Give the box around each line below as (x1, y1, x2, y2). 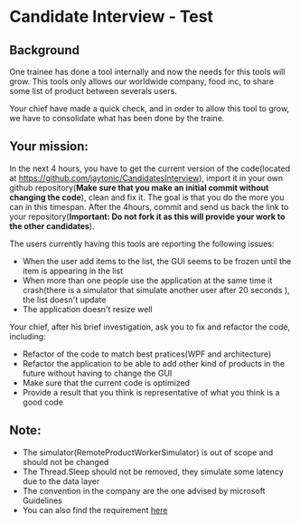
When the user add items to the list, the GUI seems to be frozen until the (22, 255, 292, 266)
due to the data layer (22, 475, 100, 486)
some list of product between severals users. (9, 86, 178, 96)
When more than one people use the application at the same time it (22, 274, 273, 286)
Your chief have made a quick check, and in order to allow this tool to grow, (9, 103, 290, 114)
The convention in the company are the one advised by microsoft (22, 485, 266, 496)
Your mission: (9, 138, 89, 155)
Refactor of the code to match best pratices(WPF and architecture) (22, 348, 272, 359)
